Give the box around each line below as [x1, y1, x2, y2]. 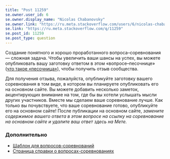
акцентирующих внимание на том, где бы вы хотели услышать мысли [5, 92, 157, 98]
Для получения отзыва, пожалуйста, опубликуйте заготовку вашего [5, 75, 153, 82]
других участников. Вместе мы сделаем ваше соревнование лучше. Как [5, 97, 163, 103]
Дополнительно [5, 131, 47, 138]
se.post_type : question [5, 36, 56, 41]
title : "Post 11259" [5, 7, 49, 13]
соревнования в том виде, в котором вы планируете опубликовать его [5, 81, 159, 87]
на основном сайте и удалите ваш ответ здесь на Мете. [5, 118, 127, 125]
